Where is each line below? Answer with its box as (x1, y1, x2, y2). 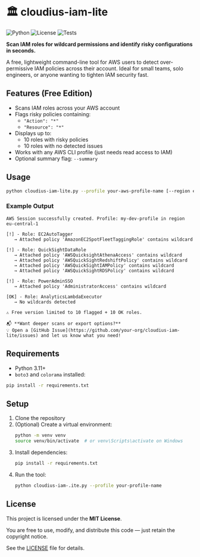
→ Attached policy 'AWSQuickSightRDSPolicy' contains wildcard (14, 267, 174, 273)
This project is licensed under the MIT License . (6, 515, 122, 522)
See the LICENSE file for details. (6, 544, 85, 552)
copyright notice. (6, 533, 48, 540)
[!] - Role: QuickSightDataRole (6, 247, 86, 253)
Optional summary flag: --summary (14, 155, 98, 162)
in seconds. (6, 46, 36, 54)
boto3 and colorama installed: (14, 371, 86, 378)
